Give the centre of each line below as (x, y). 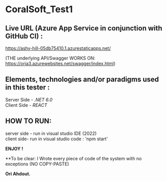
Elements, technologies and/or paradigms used (82, 80)
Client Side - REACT (26, 105)
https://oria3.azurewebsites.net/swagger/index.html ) (60, 64)
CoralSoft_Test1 (39, 9)
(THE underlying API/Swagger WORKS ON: (50, 58)
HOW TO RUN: (29, 121)
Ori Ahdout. (18, 173)
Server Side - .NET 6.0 (29, 100)
